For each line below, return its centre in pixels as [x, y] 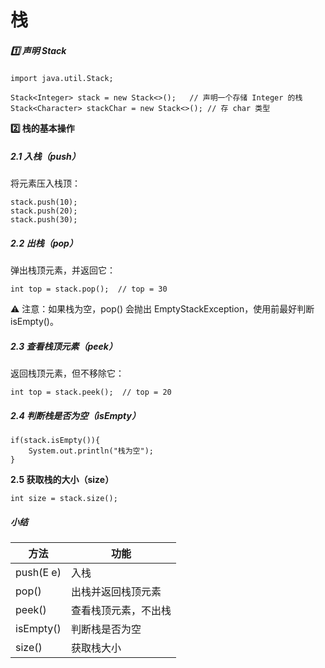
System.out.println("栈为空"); [91, 451]
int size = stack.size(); [64, 499]
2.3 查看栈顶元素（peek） [64, 346]
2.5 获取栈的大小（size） [62, 480]
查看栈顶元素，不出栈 [121, 610]
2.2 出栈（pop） [44, 243]
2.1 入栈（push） [45, 156]
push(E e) [38, 572]
